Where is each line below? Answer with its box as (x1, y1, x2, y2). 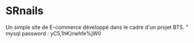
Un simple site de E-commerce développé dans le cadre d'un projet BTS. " (5, 24, 189, 31)
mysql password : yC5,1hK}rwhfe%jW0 (5, 29, 101, 37)
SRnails (5, 4, 44, 18)
